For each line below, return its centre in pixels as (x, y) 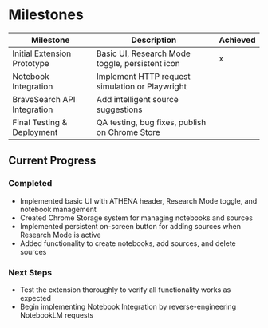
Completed (30, 184)
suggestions (119, 109)
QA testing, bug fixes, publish (151, 122)
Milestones (46, 15)
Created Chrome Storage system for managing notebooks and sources (136, 218)
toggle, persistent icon (138, 63)
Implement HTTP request (143, 76)
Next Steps (30, 272)
